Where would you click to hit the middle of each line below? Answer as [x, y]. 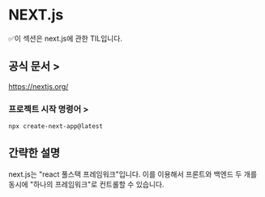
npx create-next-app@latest [56, 126]
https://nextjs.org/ [38, 86]
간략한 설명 [34, 153]
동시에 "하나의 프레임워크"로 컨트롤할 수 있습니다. [86, 184]
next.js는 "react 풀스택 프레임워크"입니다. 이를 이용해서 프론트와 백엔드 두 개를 [133, 174]
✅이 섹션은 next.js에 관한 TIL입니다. [66, 38]
